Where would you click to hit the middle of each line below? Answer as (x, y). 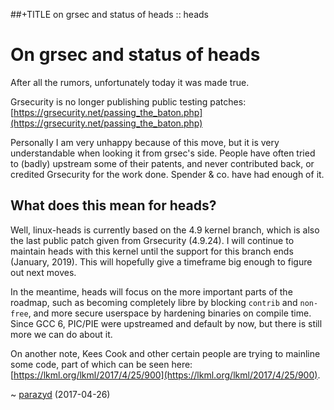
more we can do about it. (61, 334)
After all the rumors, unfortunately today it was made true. (130, 82)
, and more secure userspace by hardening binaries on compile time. (170, 313)
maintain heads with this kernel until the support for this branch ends (152, 251)
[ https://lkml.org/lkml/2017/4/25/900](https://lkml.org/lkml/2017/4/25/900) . (165, 375)
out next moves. (43, 272)
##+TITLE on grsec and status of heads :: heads (109, 14)
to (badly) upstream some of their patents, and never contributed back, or (162, 163)
